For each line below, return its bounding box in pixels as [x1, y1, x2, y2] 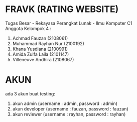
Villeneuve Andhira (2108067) [12, 56, 74, 62]
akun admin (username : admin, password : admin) [12, 100, 118, 106]
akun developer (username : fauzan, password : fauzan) [12, 105, 129, 111]
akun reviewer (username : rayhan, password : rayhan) [12, 111, 126, 117]
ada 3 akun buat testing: [5, 90, 55, 96]
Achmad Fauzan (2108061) [12, 35, 68, 41]
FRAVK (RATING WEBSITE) [5, 4, 119, 15]
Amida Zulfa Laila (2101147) [12, 51, 69, 57]
